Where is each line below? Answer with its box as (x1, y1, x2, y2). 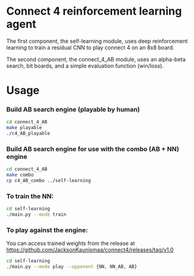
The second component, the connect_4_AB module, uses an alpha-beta (6, 55, 186, 63)
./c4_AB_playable (6, 130, 50, 136)
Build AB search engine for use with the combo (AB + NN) (6, 144, 179, 153)
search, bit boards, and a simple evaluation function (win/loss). (6, 62, 164, 69)
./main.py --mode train (6, 211, 67, 218)
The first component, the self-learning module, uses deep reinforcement (6, 37, 188, 44)
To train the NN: (6, 192, 54, 200)
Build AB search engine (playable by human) (6, 105, 140, 114)
